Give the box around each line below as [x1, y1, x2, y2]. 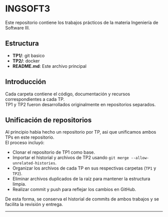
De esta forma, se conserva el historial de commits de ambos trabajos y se [5, 196, 159, 202]
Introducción [5, 78, 46, 86]
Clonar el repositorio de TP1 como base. [12, 149, 95, 155]
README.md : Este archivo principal [12, 63, 86, 69]
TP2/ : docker [12, 58, 40, 64]
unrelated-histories [12, 161, 55, 166]
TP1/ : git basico [12, 52, 45, 58]
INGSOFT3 [5, 3, 50, 14]
